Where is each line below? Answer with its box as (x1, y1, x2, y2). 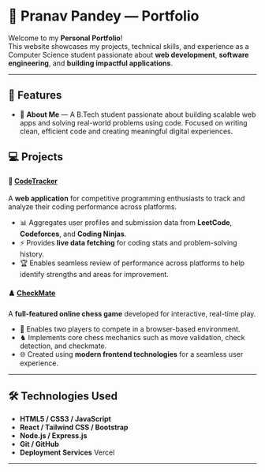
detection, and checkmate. (19, 341, 107, 350)
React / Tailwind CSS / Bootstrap (19, 422, 129, 433)
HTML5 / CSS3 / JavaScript (19, 414, 112, 424)
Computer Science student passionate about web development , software (8, 50, 249, 59)
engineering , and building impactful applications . (8, 58, 174, 68)
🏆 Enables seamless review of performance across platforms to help (19, 258, 245, 268)
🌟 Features (8, 88, 62, 102)
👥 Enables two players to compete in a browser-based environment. (19, 324, 241, 334)
